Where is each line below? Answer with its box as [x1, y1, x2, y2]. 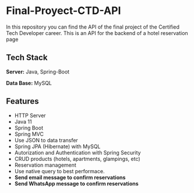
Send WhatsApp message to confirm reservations [14, 180, 139, 187]
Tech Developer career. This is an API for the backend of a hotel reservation [6, 29, 188, 36]
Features [6, 96, 39, 106]
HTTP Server [14, 112, 46, 119]
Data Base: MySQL [6, 79, 52, 86]
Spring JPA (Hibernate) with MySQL [14, 143, 101, 150]
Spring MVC [14, 130, 44, 138]
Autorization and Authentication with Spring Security [14, 149, 141, 156]
